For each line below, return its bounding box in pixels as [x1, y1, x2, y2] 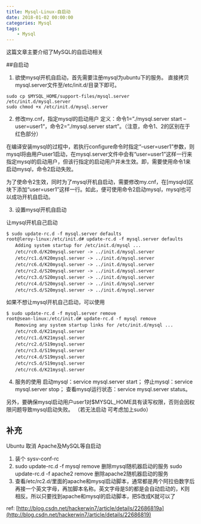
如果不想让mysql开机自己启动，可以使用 [6, 299, 105, 306]
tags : [6, 25, 20, 32]
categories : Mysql [6, 20, 52, 26]
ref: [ [6, 504, 19, 511]
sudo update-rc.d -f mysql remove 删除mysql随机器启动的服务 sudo [14, 462, 182, 469]
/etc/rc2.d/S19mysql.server [14, 341, 85, 347]
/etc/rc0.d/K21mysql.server [14, 329, 85, 335]
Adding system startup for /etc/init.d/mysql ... [14, 243, 142, 249]
